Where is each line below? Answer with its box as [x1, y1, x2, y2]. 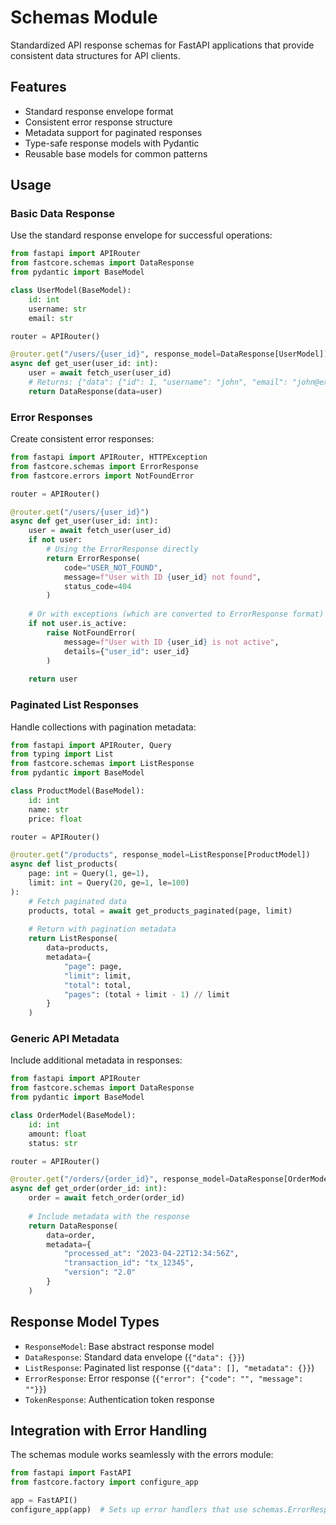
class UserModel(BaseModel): [10, 286, 132, 296]
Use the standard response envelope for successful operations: [10, 229, 273, 241]
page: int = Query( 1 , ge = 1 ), [28, 869, 150, 879]
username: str [28, 304, 87, 314]
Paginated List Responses [10, 698, 139, 712]
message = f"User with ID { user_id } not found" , [63, 572, 262, 582]
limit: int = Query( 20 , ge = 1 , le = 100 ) [28, 878, 190, 888]
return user [28, 674, 78, 685]
